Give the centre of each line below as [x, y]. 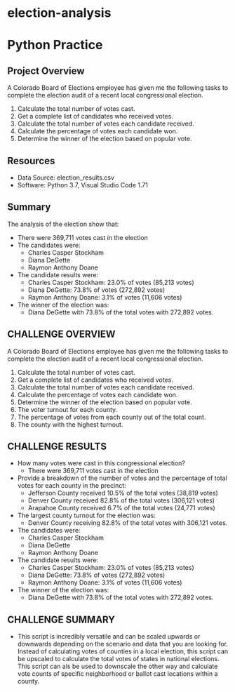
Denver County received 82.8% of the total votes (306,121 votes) [121, 500]
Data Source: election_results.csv [66, 178]
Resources [31, 160]
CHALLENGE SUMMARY [61, 619]
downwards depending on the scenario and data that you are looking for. [122, 644]
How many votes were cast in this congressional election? [101, 463]
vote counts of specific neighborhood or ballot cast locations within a [117, 674]
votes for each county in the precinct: [72, 486]
